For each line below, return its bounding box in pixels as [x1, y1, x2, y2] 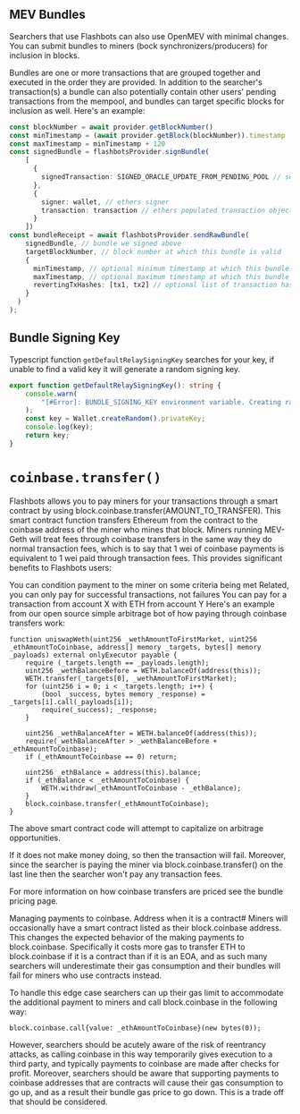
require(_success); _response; [41, 705, 158, 714]
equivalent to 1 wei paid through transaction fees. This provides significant [9, 552, 283, 563]
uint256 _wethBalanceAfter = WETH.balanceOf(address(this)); [25, 728, 257, 737]
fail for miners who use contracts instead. [9, 970, 162, 981]
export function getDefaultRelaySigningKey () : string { [9, 380, 221, 390]
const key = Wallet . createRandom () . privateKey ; [25, 414, 205, 423]
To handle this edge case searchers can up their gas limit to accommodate [9, 987, 284, 998]
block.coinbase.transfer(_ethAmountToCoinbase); [25, 799, 210, 808]
